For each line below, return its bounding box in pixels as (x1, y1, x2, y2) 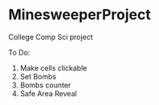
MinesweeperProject (8, 6, 151, 24)
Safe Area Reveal (19, 88, 78, 98)
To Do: (8, 47, 31, 57)
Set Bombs (19, 71, 57, 81)
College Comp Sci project (8, 32, 94, 42)
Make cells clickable (19, 63, 88, 73)
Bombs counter (19, 80, 71, 90)
